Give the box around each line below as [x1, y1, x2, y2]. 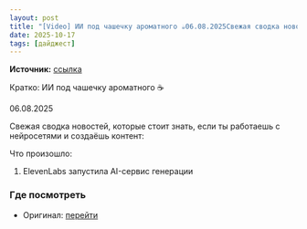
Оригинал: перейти [22, 209, 99, 220]
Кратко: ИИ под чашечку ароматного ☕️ [9, 82, 164, 93]
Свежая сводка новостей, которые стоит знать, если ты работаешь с [9, 120, 281, 132]
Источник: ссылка [9, 64, 82, 75]
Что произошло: [9, 148, 73, 160]
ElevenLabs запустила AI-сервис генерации [22, 166, 194, 177]
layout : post [9, 13, 59, 23]
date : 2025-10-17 [9, 30, 76, 39]
